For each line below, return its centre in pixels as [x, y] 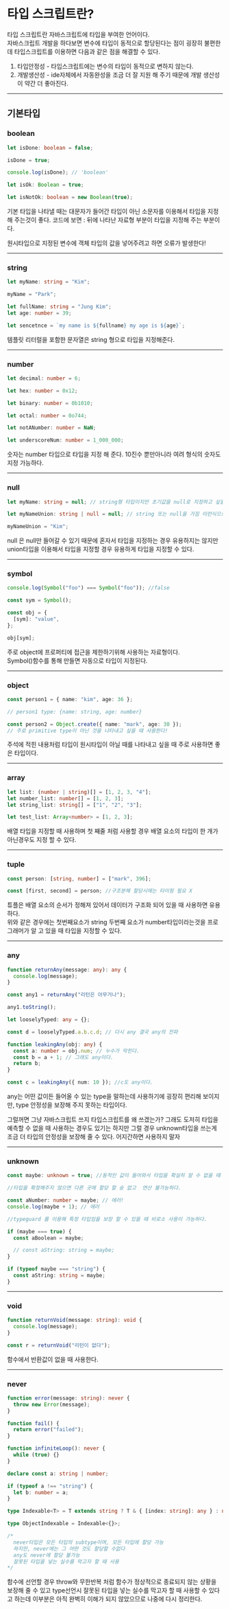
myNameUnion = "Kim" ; [38, 527]
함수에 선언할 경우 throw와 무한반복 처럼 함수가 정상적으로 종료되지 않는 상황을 [112, 1582]
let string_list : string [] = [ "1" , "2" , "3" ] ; [75, 805]
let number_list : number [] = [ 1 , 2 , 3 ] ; [66, 798]
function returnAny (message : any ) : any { [67, 970]
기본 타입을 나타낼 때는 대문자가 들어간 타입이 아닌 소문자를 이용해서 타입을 [107, 211]
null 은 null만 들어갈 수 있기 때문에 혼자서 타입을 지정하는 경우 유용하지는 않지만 [113, 540]
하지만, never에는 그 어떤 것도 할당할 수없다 [69, 1549]
